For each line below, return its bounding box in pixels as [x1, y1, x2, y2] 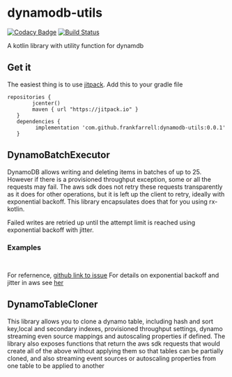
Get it [7, 61, 31, 74]
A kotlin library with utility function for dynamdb [7, 41, 144, 49]
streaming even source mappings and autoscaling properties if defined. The [7, 332, 226, 340]
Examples [7, 243, 42, 252]
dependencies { [16, 118, 61, 125]
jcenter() [32, 100, 61, 107]
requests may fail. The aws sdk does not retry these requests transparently [7, 183, 223, 191]
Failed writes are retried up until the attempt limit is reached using [7, 218, 196, 226]
